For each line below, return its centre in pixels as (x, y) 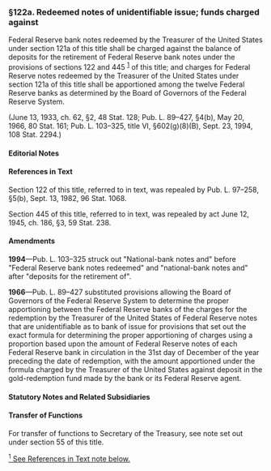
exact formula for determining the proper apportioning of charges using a (131, 335)
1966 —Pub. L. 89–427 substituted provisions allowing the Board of (120, 292)
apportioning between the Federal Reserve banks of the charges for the (128, 309)
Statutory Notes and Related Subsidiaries (79, 396)
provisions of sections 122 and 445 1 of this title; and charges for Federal (129, 66)
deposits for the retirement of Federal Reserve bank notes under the (122, 57)
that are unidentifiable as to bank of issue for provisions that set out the (127, 326)
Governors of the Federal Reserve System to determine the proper (119, 300)
